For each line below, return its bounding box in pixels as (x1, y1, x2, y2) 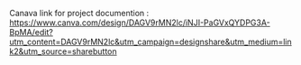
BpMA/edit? (9, 27, 54, 37)
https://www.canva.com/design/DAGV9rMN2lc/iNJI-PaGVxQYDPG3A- (9, 17, 270, 28)
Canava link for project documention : (9, 8, 150, 18)
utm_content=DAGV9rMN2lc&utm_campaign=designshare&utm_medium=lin (9, 36, 292, 47)
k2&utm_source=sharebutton (9, 46, 117, 57)
